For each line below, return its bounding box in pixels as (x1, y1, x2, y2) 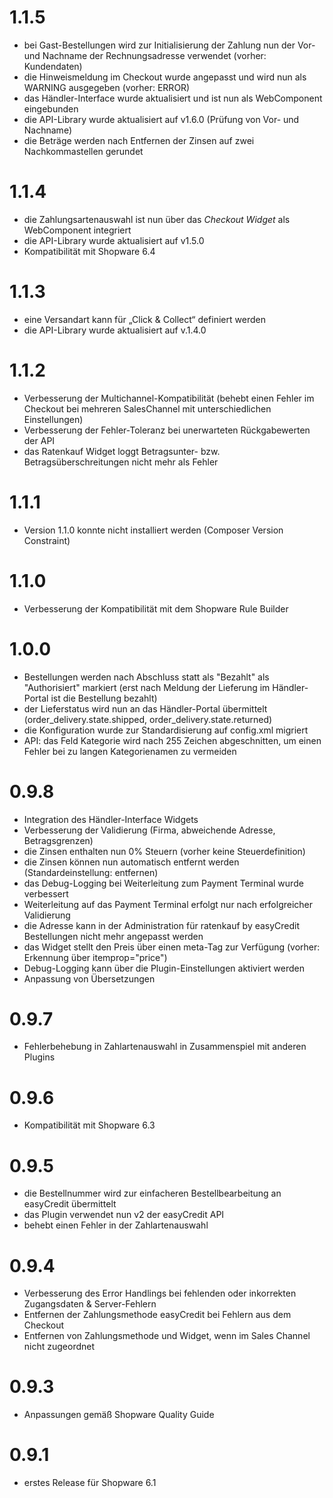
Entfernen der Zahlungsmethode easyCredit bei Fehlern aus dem (23, 1309, 292, 1321)
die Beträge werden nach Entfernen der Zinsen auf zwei (23, 134, 255, 146)
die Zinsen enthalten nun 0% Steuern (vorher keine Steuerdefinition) (23, 845, 306, 857)
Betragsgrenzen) (23, 834, 94, 846)
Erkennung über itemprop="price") (23, 951, 168, 963)
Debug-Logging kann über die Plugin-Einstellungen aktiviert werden (23, 962, 305, 974)
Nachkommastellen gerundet (23, 145, 144, 157)
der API (23, 434, 56, 446)
